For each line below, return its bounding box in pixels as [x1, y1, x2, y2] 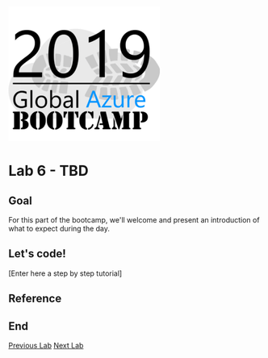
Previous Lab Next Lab [8, 341, 84, 351]
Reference [8, 292, 62, 306]
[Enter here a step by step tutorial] [8, 268, 123, 278]
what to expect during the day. [8, 224, 111, 233]
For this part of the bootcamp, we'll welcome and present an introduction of [8, 215, 260, 224]
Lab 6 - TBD [8, 162, 89, 180]
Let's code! [8, 247, 66, 260]
